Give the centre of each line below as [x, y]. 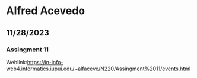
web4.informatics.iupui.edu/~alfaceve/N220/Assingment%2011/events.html [99, 69]
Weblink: [17, 62]
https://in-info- [45, 62]
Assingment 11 [28, 50]
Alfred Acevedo [46, 11]
